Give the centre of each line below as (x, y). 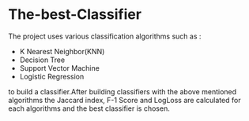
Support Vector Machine (60, 68)
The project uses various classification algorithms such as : (105, 36)
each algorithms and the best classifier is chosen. (89, 108)
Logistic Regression (52, 76)
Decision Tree (42, 60)
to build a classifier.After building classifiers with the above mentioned (123, 91)
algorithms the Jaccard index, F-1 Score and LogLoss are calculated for (124, 100)
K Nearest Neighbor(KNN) (62, 51)
